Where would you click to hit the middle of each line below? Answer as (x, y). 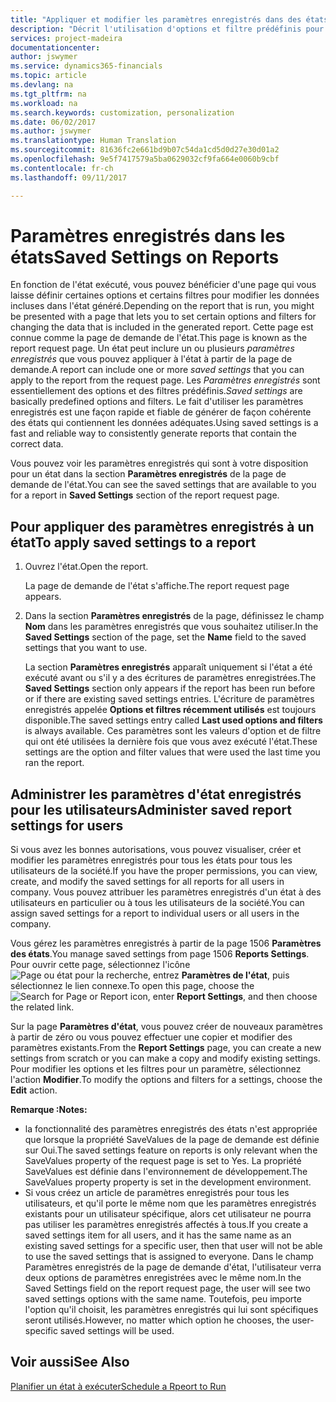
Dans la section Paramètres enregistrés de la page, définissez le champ (174, 616)
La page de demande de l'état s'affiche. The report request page (157, 586)
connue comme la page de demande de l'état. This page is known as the (159, 338)
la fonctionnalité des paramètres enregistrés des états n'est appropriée (171, 1129)
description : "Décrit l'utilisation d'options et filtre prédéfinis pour (167, 29)
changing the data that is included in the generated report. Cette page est (162, 327)
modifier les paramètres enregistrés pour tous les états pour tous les (151, 860)
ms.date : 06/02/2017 (53, 122)
